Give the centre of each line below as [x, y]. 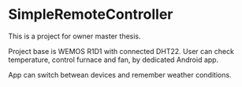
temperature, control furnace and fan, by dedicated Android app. [114, 60]
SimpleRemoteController [91, 14]
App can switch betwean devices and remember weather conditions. [120, 74]
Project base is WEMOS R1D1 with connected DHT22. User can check [121, 51]
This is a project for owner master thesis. [74, 36]
